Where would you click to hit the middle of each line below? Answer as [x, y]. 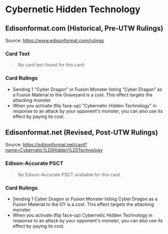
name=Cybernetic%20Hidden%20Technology [54, 150]
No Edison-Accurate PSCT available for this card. [69, 174]
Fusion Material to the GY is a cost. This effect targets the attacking [83, 204]
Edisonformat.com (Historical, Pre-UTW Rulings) [85, 28]
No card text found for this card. [51, 65]
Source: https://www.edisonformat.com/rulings [55, 40]
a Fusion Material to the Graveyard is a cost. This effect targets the [82, 95]
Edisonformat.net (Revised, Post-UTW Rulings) [82, 132]
